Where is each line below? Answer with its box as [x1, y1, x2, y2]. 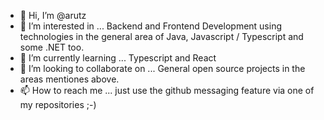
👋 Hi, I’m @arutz [19, 10, 87, 21]
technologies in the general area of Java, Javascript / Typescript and [19, 31, 304, 42]
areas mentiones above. [19, 73, 120, 85]
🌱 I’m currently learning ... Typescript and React [19, 52, 217, 64]
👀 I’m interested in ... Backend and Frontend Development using [19, 20, 283, 32]
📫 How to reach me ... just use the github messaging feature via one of [19, 85, 315, 96]
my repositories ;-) [19, 99, 97, 110]
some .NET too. [19, 41, 85, 53]
